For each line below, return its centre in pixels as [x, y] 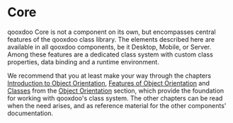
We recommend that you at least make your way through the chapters [109, 76]
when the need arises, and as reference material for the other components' [117, 105]
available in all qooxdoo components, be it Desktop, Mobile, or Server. [109, 47]
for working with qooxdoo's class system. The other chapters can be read [115, 98]
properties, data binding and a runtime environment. [83, 61]
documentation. [30, 113]
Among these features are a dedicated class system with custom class [110, 54]
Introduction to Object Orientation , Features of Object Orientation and [109, 83]
